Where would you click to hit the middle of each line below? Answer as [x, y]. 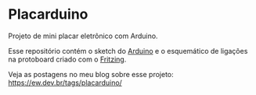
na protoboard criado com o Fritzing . [67, 59]
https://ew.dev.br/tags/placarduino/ [65, 83]
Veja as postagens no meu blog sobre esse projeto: [91, 74]
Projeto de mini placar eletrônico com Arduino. [83, 36]
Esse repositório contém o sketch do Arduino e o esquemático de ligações [128, 51]
